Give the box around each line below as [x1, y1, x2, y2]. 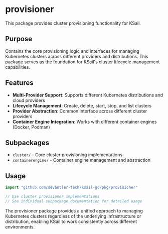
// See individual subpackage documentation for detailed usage [5, 198, 142, 204]
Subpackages [5, 138, 49, 147]
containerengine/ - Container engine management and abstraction [12, 157, 150, 163]
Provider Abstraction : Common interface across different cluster [12, 108, 147, 114]
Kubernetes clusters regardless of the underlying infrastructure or [5, 213, 141, 219]
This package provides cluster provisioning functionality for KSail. [5, 20, 141, 26]
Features [5, 79, 34, 87]
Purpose [5, 35, 33, 43]
